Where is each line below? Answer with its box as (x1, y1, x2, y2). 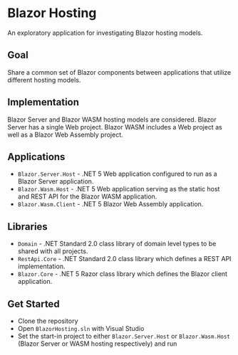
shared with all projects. (17, 247, 88, 255)
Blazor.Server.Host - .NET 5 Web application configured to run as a (17, 169, 217, 179)
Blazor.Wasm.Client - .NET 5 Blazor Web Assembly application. (17, 200, 204, 208)
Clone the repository (17, 317, 78, 325)
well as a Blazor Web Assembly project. (7, 130, 123, 139)
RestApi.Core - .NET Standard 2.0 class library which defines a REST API (17, 255, 232, 263)
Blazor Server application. (17, 177, 94, 186)
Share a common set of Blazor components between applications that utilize (7, 68, 232, 76)
